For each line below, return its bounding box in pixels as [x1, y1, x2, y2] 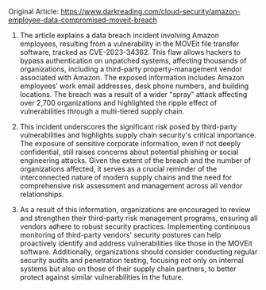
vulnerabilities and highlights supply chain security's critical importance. [19, 130, 256, 140]
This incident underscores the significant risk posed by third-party [19, 122, 237, 131]
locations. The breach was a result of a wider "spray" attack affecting [19, 90, 248, 99]
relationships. [19, 190, 64, 199]
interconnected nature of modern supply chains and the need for [19, 172, 233, 182]
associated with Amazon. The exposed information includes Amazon [19, 73, 245, 82]
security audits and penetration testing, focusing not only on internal [19, 256, 244, 265]
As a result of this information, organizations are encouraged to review [19, 205, 251, 214]
